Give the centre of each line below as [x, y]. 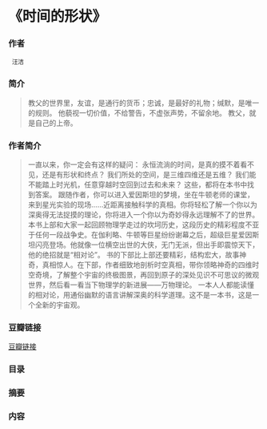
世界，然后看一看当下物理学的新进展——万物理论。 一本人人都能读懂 [141, 285]
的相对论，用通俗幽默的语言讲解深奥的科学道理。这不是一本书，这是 [140, 295]
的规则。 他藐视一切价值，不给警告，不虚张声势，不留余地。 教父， [138, 112]
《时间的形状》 [58, 16]
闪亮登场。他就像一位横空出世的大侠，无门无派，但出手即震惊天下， [147, 245]
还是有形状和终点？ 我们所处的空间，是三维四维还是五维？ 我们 [145, 175]
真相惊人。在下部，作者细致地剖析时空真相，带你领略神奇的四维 [147, 265]
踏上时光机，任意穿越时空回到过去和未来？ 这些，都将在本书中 [145, 184]
